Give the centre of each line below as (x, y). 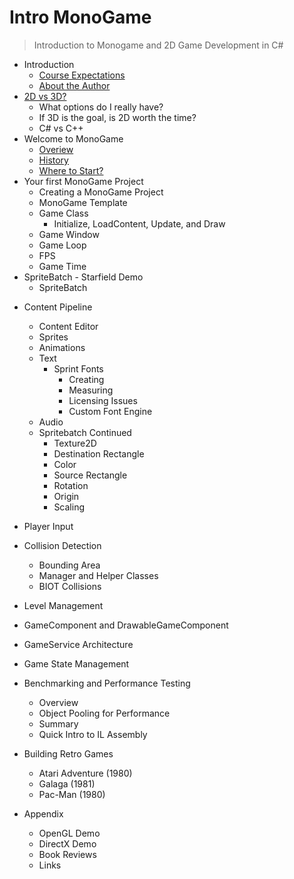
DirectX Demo (67, 843)
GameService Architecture (78, 644)
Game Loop (62, 245)
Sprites (53, 337)
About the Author (74, 85)
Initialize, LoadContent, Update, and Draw (139, 223)
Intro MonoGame (80, 17)
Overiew (56, 149)
